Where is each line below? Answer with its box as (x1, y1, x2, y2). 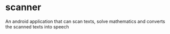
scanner (5, 2, 41, 13)
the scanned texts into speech (5, 23, 69, 29)
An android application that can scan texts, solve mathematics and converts (5, 18, 165, 24)
